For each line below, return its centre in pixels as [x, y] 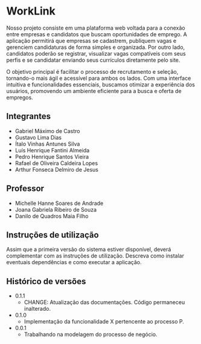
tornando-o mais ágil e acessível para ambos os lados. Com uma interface [99, 78]
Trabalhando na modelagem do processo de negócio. [91, 334]
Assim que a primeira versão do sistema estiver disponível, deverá [89, 250]
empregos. [20, 97]
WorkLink [31, 11]
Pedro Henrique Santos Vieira [52, 157]
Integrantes [29, 116]
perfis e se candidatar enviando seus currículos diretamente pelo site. [93, 60]
